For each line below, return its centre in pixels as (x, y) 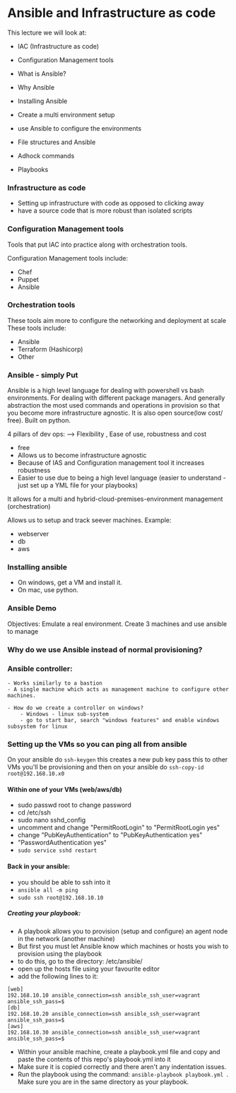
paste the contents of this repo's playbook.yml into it (94, 1059)
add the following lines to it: (58, 976)
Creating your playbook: (44, 914)
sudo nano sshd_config (52, 820)
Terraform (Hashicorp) (50, 349)
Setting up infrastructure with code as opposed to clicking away (111, 203)
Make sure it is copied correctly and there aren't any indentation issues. (122, 1067)
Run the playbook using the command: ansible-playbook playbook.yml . (123, 1074)
